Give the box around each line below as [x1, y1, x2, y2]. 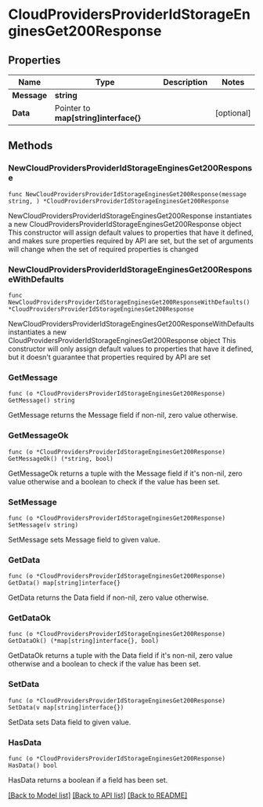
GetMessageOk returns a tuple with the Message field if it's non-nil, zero [8, 469, 243, 478]
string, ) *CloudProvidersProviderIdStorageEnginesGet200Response [8, 197, 229, 205]
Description [163, 77, 208, 87]
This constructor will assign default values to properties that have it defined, [8, 228, 254, 237]
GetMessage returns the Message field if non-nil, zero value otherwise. [8, 411, 238, 420]
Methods [8, 139, 53, 152]
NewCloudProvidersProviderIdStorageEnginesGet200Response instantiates [8, 210, 252, 221]
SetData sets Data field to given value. [8, 717, 131, 727]
